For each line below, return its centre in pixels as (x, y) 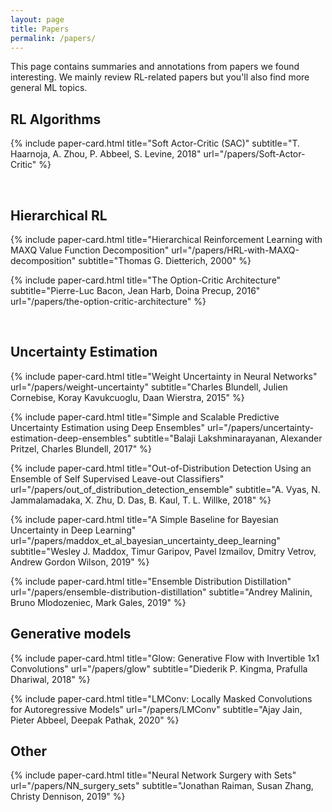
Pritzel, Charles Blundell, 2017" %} (81, 448)
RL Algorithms (56, 119)
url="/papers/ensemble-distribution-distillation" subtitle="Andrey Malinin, (161, 592)
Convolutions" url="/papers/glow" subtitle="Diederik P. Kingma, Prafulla (159, 668)
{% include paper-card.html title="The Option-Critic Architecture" (146, 280)
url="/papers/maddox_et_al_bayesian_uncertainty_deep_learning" (145, 540)
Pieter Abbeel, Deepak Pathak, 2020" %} (95, 720)
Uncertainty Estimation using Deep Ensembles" (107, 427)
